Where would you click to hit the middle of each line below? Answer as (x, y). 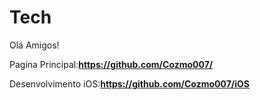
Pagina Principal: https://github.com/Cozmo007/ (111, 64)
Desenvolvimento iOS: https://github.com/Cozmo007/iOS (129, 83)
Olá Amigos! (34, 45)
